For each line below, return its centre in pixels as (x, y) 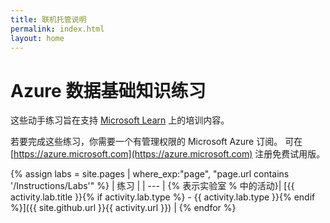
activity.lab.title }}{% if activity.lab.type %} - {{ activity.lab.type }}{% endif (163, 197)
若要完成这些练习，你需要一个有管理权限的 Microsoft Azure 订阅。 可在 (156, 142)
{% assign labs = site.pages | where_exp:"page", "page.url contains (150, 174)
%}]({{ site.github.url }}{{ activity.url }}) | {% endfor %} (123, 208)
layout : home (37, 38)
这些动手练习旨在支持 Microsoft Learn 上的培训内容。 (120, 120)
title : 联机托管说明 (48, 19)
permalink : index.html (57, 29)
